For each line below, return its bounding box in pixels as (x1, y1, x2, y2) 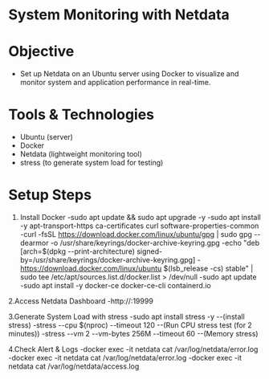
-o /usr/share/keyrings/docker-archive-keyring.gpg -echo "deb (50, 238, 259, 247)
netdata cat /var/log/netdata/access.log (8, 361, 140, 371)
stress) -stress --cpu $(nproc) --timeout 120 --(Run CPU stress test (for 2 (8, 320, 253, 330)
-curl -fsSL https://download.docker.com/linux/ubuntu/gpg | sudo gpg (19, 230, 253, 238)
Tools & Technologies (8, 106, 155, 124)
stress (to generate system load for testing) (19, 158, 164, 168)
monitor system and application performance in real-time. (19, 78, 211, 88)
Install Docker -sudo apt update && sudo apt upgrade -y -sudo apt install (19, 213, 261, 222)
